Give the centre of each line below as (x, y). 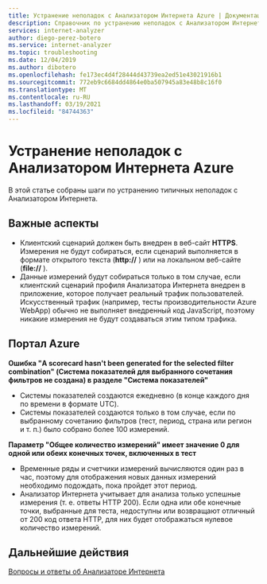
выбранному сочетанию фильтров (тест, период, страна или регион (135, 420)
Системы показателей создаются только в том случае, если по (128, 412)
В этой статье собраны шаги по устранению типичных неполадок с (123, 190)
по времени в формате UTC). (69, 403)
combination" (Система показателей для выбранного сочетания (120, 372)
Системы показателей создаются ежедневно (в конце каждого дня (135, 395)
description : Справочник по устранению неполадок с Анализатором (118, 23)
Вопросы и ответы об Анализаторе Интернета (87, 572)
